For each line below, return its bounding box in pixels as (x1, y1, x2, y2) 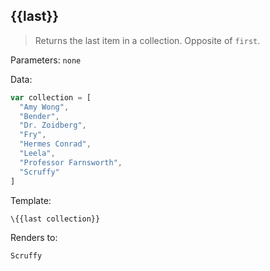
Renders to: (10, 232, 58, 244)
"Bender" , (19, 111, 60, 121)
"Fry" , (19, 130, 47, 140)
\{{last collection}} (10, 214, 101, 224)
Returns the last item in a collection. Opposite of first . (34, 34, 261, 46)
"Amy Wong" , (19, 102, 70, 112)
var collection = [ (10, 92, 92, 103)
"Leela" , (19, 149, 56, 159)
